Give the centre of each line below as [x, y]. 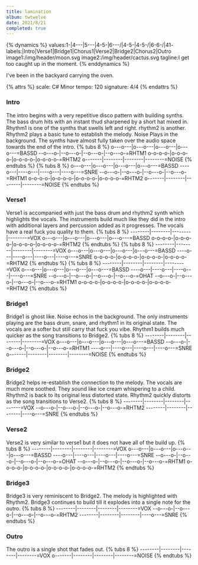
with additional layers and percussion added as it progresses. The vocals [95, 225]
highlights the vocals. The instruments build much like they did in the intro [96, 219]
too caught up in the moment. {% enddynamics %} [68, 64]
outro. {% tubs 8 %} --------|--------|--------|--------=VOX [79, 509]
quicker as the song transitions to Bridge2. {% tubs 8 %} [75, 336]
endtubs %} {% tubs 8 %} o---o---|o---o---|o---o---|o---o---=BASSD [92, 165]
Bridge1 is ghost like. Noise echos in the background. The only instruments [97, 317]
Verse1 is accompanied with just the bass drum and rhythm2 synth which [95, 213]
